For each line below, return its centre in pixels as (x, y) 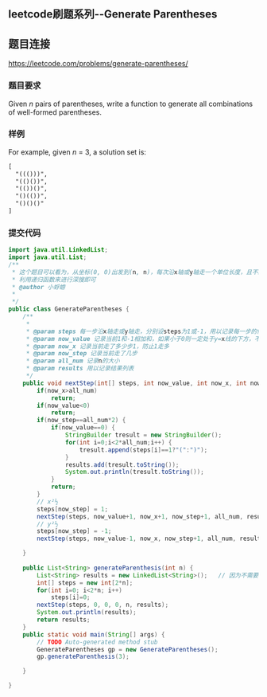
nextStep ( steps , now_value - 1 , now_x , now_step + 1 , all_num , (137, 539)
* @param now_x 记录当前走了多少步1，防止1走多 (98, 346)
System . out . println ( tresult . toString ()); (134, 472)
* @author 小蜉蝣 (39, 287)
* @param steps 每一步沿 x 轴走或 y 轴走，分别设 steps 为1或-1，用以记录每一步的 (141, 331)
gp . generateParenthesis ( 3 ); (83, 657)
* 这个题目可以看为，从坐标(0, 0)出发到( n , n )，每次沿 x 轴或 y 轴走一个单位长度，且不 (135, 272)
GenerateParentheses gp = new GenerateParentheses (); (128, 649)
